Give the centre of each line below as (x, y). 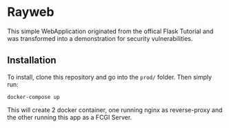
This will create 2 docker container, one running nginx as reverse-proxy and (115, 110)
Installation (32, 61)
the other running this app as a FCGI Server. (70, 117)
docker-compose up (33, 97)
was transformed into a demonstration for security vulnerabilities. (100, 38)
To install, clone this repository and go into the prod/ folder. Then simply (110, 77)
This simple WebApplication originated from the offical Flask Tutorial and (110, 31)
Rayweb (31, 12)
